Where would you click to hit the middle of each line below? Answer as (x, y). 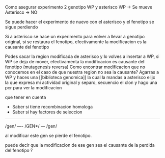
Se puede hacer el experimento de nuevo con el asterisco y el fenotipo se (80, 22)
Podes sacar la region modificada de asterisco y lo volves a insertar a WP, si (82, 56)
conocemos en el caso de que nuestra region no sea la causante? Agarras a (82, 72)
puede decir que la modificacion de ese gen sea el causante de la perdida (80, 145)
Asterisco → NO (21, 12)
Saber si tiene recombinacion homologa (53, 107)
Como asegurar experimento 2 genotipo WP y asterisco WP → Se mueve (79, 7)
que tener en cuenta (26, 97)
